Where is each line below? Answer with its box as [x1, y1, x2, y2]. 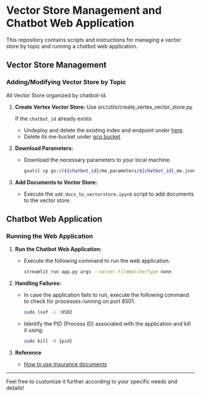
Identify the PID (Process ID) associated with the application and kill [23, 320, 191, 327]
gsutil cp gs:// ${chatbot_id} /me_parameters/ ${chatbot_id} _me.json [23, 167, 196, 174]
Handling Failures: [14, 280, 62, 287]
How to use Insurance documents [23, 361, 108, 368]
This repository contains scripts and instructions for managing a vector [6, 36, 181, 43]
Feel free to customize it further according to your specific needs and [6, 377, 178, 385]
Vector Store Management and [6, 4, 162, 17]
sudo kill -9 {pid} [23, 338, 73, 344]
